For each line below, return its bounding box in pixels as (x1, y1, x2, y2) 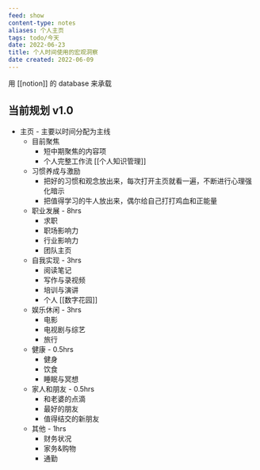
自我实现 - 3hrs (31, 255, 82, 265)
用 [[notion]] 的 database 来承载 (8, 78, 113, 88)
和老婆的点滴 (43, 394, 86, 403)
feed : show (8, 11, 44, 20)
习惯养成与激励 (31, 166, 81, 175)
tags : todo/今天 (8, 33, 59, 42)
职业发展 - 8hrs (31, 205, 82, 215)
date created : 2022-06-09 (8, 56, 94, 64)
